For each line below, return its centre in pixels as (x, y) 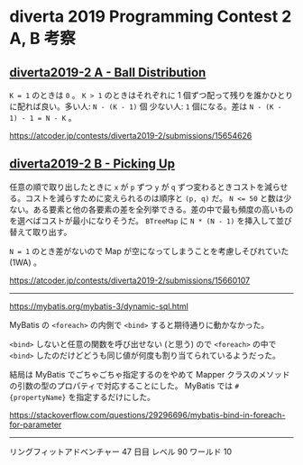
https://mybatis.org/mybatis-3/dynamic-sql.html (99, 306)
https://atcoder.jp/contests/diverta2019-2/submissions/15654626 (131, 136)
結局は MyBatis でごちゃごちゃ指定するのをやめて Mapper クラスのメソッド (150, 374)
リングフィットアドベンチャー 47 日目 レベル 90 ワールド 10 (121, 451)
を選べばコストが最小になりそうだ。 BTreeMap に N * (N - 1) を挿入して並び (151, 220)
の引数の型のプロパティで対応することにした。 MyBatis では (121, 386)
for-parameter (36, 424)
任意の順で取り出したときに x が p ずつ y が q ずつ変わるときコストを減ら (145, 187)
